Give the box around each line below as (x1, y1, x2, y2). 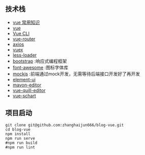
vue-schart (12, 92, 37, 99)
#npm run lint (5, 144, 36, 150)
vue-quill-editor (12, 87, 46, 93)
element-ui (12, 76, 36, 82)
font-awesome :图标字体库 (12, 64, 69, 70)
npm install (5, 131, 31, 136)
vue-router (12, 36, 36, 42)
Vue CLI (12, 30, 30, 37)
